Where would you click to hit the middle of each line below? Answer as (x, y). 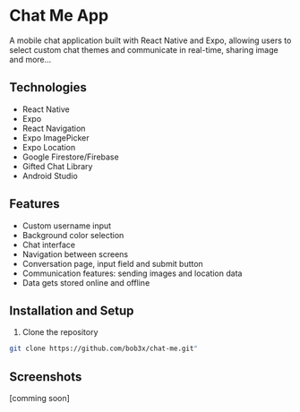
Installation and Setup (72, 310)
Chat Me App (59, 16)
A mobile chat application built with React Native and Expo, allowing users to (150, 40)
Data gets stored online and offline (86, 282)
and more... (30, 59)
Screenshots (46, 377)
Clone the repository (60, 332)
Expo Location (49, 147)
